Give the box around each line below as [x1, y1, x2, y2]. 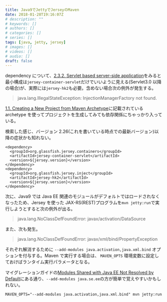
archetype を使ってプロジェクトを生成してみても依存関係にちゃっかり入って [5, 112, 162, 118]
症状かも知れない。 [13, 135, 53, 141]
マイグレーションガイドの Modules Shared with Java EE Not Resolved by [5, 270, 154, 276]
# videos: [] [5, 49, 32, 54]
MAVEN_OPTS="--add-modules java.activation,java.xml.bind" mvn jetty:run [5, 292, 162, 297]
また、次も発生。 [5, 226, 40, 232]
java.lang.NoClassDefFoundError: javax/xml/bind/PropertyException [17, 236, 158, 242]
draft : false [5, 58, 32, 63]
